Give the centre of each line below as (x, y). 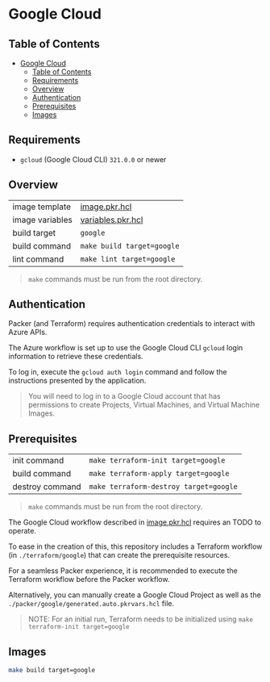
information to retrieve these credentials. (76, 357)
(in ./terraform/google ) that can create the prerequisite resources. (119, 555)
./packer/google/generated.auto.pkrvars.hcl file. (91, 604)
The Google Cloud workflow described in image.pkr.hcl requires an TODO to (135, 522)
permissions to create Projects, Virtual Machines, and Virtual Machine (144, 405)
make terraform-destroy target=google (163, 487)
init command (38, 461)
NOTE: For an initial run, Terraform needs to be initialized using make (141, 619)
